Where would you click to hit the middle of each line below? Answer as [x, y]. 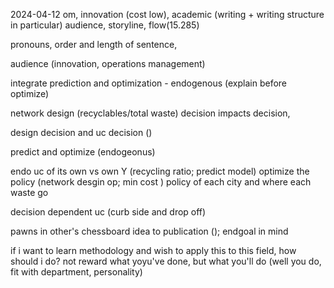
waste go [29, 192]
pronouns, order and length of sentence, [94, 44]
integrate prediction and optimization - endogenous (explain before [148, 83]
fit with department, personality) [76, 272]
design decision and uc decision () [81, 132]
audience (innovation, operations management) [108, 63]
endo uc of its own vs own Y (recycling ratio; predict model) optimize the [160, 171]
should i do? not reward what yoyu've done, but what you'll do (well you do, [166, 261]
